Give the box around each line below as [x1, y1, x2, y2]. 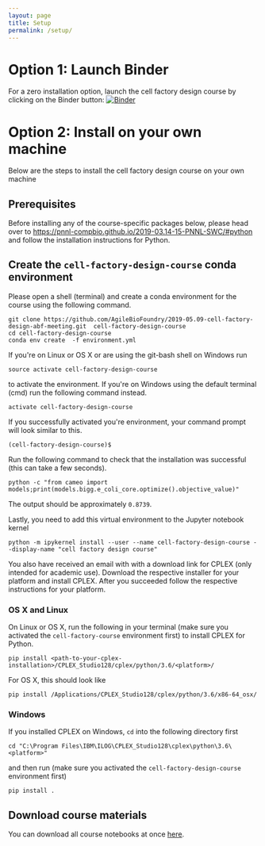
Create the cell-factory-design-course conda [8, 258, 236, 272]
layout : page [8, 11, 52, 20]
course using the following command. [8, 300, 132, 309]
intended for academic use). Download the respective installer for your [8, 568, 240, 577]
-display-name [8, 545, 56, 553]
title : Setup [8, 19, 52, 27]
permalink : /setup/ [8, 26, 73, 34]
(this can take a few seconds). [8, 463, 107, 473]
